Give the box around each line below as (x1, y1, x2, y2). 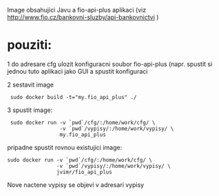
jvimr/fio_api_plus (56, 168, 112, 175)
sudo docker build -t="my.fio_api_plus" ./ (10, 94, 137, 100)
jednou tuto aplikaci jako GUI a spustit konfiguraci (7, 67, 148, 75)
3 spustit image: (7, 106, 53, 114)
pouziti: (7, 37, 52, 53)
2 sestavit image (7, 80, 54, 89)
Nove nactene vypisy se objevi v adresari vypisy (7, 180, 145, 188)
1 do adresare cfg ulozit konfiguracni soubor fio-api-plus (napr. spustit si (7, 60, 213, 68)
